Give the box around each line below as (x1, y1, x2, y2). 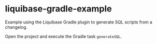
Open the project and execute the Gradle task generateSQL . (5, 33, 122, 39)
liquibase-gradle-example (5, 3, 112, 14)
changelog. (5, 24, 28, 30)
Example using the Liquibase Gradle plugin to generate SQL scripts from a (5, 19, 153, 25)
